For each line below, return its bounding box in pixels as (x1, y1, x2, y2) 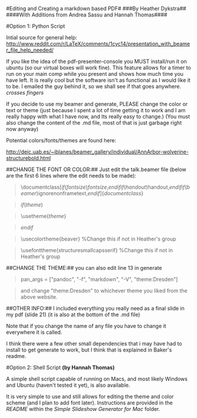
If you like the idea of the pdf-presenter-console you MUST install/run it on (6, 58, 187, 65)
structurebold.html (6, 155, 51, 161)
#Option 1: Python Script (6, 23, 65, 29)
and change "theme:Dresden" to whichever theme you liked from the (20, 287, 188, 294)
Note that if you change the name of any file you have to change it (6, 323, 166, 329)
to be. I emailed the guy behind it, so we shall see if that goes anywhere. (6, 83, 181, 90)
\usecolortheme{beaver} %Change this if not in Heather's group (20, 235, 176, 242)
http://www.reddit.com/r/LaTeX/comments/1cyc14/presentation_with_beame (6, 41, 190, 47)
